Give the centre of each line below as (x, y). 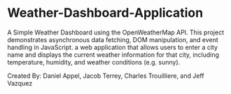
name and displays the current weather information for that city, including (113, 55)
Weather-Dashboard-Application (105, 13)
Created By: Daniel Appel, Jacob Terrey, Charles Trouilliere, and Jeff (106, 76)
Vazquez (20, 83)
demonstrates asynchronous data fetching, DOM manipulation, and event (113, 39)
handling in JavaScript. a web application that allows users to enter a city (113, 47)
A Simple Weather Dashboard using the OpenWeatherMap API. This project (115, 32)
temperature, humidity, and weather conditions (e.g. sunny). (94, 62)
